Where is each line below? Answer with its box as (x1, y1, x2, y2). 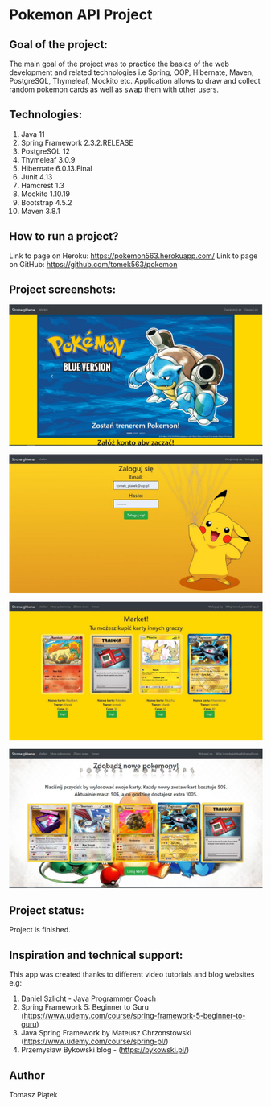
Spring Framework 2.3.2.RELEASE (20, 138, 133, 147)
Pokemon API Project (9, 6, 153, 24)
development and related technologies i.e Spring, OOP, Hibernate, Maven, (9, 68, 254, 77)
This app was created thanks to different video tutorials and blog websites (9, 969, 255, 979)
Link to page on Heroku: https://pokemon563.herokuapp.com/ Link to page (9, 251, 258, 261)
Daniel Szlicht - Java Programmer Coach (20, 994, 156, 1003)
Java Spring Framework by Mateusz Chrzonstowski (20, 1028, 192, 1038)
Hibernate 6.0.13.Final (20, 163, 92, 173)
